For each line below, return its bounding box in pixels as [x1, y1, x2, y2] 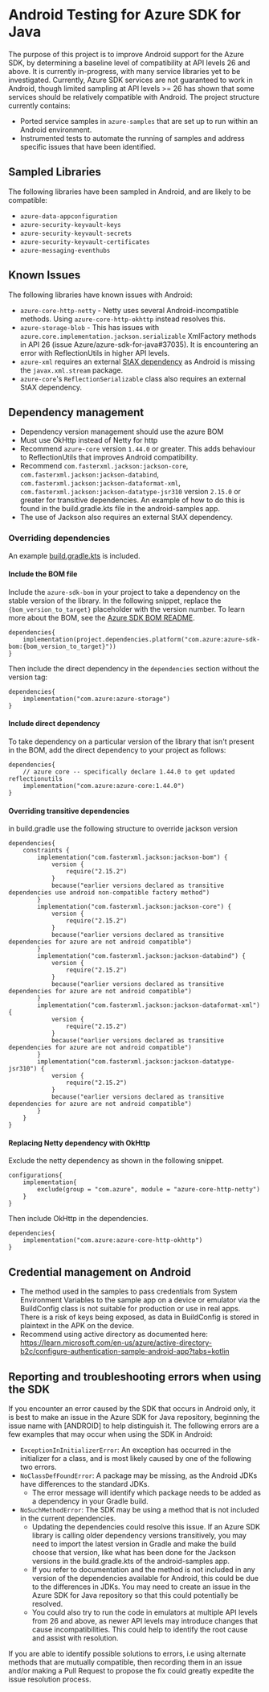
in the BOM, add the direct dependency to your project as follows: [8, 745, 226, 755]
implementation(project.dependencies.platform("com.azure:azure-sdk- [22, 635, 261, 643]
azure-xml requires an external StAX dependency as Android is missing [19, 357, 255, 366]
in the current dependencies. [19, 1513, 116, 1523]
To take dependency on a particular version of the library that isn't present [8, 737, 255, 746]
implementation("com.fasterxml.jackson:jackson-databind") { [37, 952, 247, 960]
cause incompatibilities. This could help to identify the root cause [31, 1624, 248, 1635]
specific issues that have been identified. [19, 142, 157, 151]
